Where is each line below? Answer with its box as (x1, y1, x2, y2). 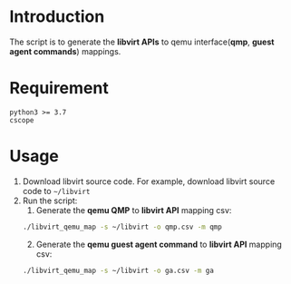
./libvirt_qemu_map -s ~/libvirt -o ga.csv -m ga (22, 266, 215, 275)
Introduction (9, 6, 105, 27)
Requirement (9, 78, 109, 99)
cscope (9, 115, 34, 124)
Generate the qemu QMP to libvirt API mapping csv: (35, 204, 232, 215)
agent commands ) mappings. (9, 45, 121, 56)
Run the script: (22, 195, 78, 206)
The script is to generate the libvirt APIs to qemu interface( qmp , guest (9, 36, 275, 47)
